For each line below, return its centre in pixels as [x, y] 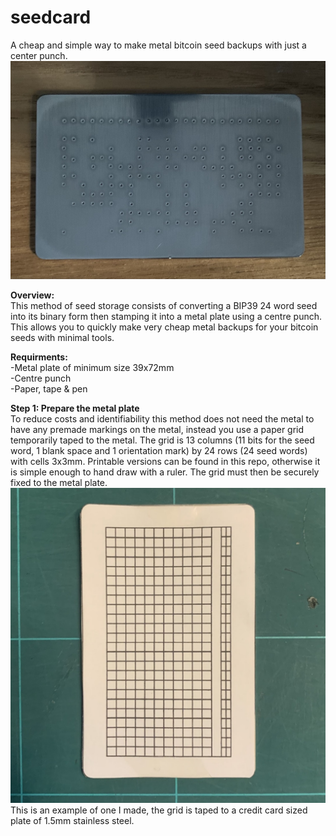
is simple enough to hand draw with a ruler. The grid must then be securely [165, 472]
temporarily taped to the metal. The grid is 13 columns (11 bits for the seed [162, 440]
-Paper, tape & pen [49, 389]
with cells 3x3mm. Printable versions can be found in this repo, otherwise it [165, 462]
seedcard [51, 17]
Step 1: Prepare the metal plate [75, 408]
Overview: [32, 295]
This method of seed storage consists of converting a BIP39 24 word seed [164, 306]
